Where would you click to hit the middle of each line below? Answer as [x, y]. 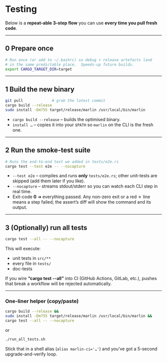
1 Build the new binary [40, 89]
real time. [22, 192]
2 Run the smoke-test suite [48, 150]
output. [20, 208]
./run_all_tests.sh [25, 339]
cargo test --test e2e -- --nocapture [45, 166]
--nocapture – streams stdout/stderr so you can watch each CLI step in [85, 186]
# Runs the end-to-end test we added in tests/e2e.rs [62, 162]
